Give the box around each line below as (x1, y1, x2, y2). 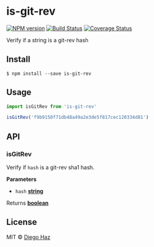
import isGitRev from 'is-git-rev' (6, 103, 97, 110)
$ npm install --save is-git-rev (6, 70, 92, 77)
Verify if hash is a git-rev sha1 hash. (6, 164, 95, 171)
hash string (15, 188, 44, 194)
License (6, 217, 37, 227)
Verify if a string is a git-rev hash (6, 36, 89, 44)
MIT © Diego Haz (6, 233, 51, 240)
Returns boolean (6, 199, 49, 207)
